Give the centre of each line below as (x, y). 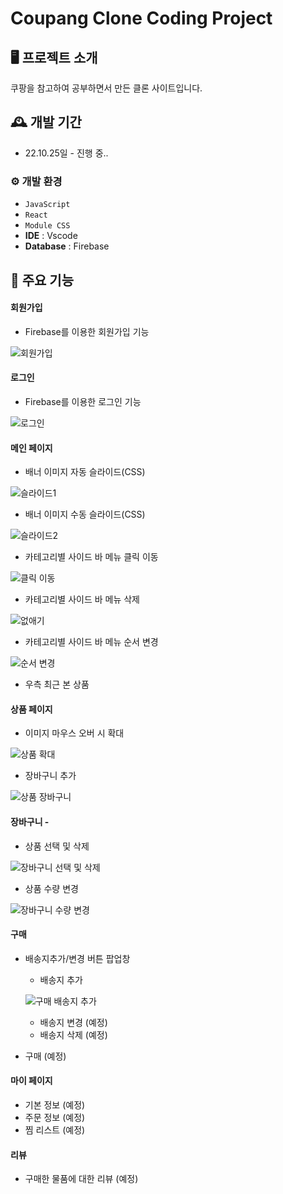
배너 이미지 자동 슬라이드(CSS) (85, 472)
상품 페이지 (31, 709)
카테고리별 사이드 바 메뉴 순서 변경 (91, 642)
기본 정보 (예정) (55, 1104)
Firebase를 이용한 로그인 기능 (83, 401)
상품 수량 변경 (51, 888)
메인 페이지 (31, 448)
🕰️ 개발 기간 (46, 122)
